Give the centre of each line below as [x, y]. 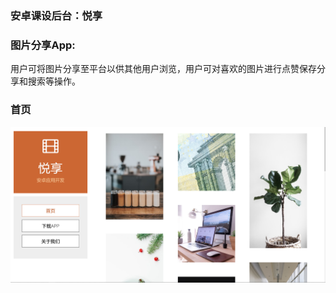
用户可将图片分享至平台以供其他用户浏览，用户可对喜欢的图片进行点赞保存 [163, 69]
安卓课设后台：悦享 [56, 15]
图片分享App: [43, 45]
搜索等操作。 [54, 81]
